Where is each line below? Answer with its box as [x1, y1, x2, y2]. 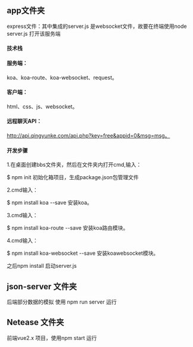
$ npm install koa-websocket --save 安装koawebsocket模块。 [7, 249, 159, 257]
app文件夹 [7, 5, 45, 16]
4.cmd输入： [7, 237, 38, 244]
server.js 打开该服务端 [7, 30, 61, 37]
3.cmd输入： [7, 212, 38, 219]
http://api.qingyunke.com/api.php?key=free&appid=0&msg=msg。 [7, 132, 170, 139]
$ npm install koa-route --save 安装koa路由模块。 [7, 224, 129, 232]
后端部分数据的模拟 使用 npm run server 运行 [7, 298, 117, 305]
